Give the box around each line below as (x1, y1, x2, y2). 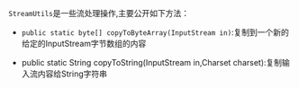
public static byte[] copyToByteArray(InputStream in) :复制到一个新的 (21, 27, 290, 38)
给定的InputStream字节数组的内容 (21, 39, 147, 48)
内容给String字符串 (37, 68, 108, 79)
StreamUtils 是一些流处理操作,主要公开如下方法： (8, 8, 190, 18)
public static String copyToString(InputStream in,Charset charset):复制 (21, 57, 283, 67)
